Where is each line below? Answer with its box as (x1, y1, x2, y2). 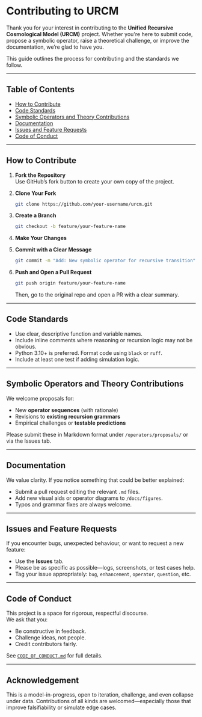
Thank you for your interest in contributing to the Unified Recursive (6, 24, 174, 31)
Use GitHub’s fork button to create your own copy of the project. (14, 177, 174, 185)
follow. (6, 61, 23, 69)
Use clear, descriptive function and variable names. (14, 330, 143, 337)
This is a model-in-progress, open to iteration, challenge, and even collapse (6, 691, 194, 698)
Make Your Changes (14, 235, 67, 242)
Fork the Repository (14, 171, 66, 179)
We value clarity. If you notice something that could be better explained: (6, 476, 185, 484)
